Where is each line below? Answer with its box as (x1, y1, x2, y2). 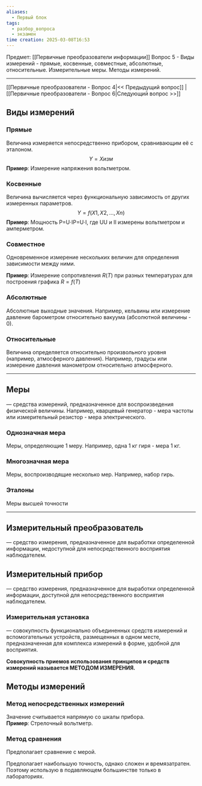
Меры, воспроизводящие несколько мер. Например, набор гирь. (6, 471, 175, 478)
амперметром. (6, 224, 45, 232)
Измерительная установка (6, 613, 90, 621)
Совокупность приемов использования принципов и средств (6, 658, 170, 665)
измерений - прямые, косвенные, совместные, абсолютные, (6, 60, 164, 67)
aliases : (6, 8, 28, 15)
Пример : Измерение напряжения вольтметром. (6, 164, 131, 172)
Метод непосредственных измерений (6, 699, 125, 708)
